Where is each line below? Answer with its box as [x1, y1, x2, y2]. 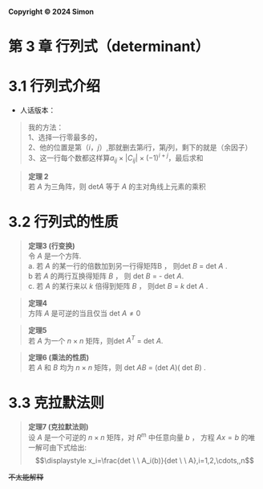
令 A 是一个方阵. [27, 251, 82, 261]
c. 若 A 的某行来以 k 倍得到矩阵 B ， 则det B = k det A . [27, 281, 208, 290]
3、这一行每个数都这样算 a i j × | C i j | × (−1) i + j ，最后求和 [27, 152, 204, 164]
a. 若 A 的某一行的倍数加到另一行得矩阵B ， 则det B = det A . [27, 261, 228, 270]
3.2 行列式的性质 [8, 212, 119, 231]
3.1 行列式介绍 [8, 77, 101, 96]
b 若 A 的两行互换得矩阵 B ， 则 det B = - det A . [27, 271, 184, 281]
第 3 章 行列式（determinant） [8, 38, 210, 55]
